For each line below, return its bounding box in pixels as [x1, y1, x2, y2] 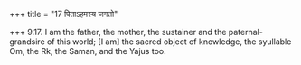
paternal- [228, 27, 264, 37]
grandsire [9, 36, 45, 47]
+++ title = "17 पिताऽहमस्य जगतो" [9, 9, 118, 19]
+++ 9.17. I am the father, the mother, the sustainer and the [9, 27, 227, 37]
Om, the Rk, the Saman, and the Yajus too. [9, 46, 166, 56]
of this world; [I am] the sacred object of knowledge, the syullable [46, 36, 292, 47]
